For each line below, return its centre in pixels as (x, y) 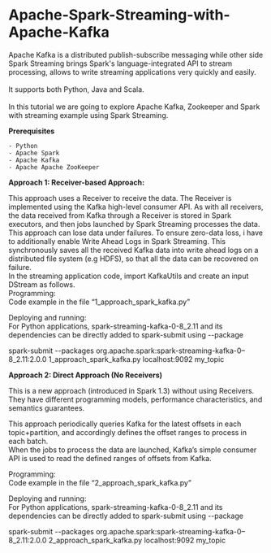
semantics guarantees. (47, 407)
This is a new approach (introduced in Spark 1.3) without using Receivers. (131, 390)
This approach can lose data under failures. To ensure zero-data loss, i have (136, 233)
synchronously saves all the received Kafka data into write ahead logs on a (133, 250)
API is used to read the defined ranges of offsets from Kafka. (110, 458)
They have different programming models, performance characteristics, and (135, 399)
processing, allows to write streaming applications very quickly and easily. (133, 72)
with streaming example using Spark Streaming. (88, 115)
